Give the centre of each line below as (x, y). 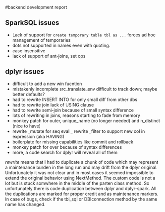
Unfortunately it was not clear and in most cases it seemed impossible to (79, 172)
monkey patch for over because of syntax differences (67, 147)
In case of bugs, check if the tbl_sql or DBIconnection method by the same (81, 199)
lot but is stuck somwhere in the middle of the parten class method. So (77, 183)
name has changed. (25, 204)
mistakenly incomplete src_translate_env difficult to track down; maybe (85, 89)
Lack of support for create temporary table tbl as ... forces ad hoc (84, 35)
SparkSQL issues (32, 23)
